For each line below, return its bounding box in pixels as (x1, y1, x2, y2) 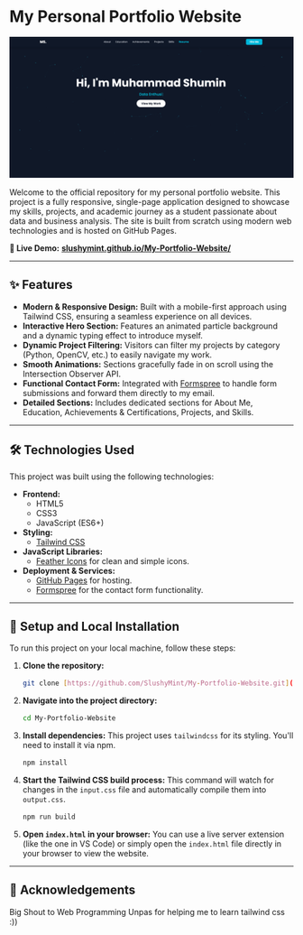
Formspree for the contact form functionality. (35, 584, 204, 595)
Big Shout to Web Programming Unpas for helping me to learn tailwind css (9, 906, 286, 917)
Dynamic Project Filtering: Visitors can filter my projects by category (22, 339, 280, 350)
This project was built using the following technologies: (9, 471, 215, 482)
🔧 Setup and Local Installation (9, 618, 180, 634)
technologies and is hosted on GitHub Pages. (9, 225, 178, 236)
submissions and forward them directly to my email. (22, 387, 215, 398)
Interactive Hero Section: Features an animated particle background (22, 320, 278, 331)
